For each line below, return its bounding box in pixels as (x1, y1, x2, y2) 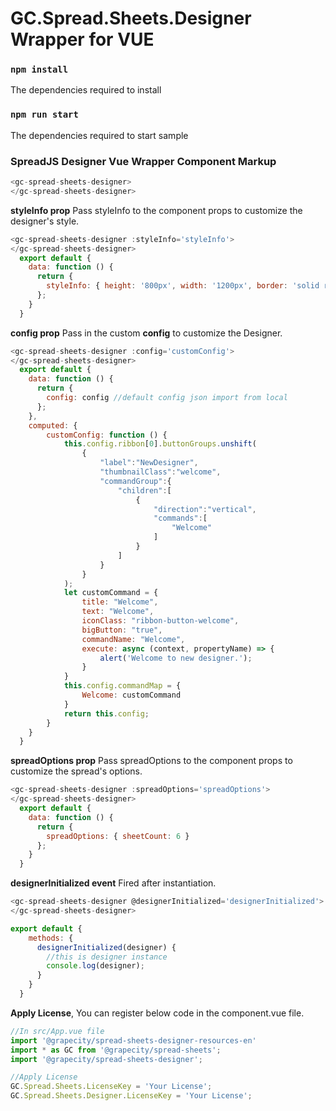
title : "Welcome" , (81, 597, 159, 607)
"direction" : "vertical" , (153, 504, 257, 514)
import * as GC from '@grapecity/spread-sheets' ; (10, 1045, 222, 1055)
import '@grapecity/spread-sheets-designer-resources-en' (10, 1035, 257, 1046)
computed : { (28, 420, 78, 431)
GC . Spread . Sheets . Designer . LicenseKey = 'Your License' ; (10, 1091, 253, 1101)
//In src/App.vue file (10, 1026, 105, 1036)
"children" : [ (117, 485, 172, 496)
